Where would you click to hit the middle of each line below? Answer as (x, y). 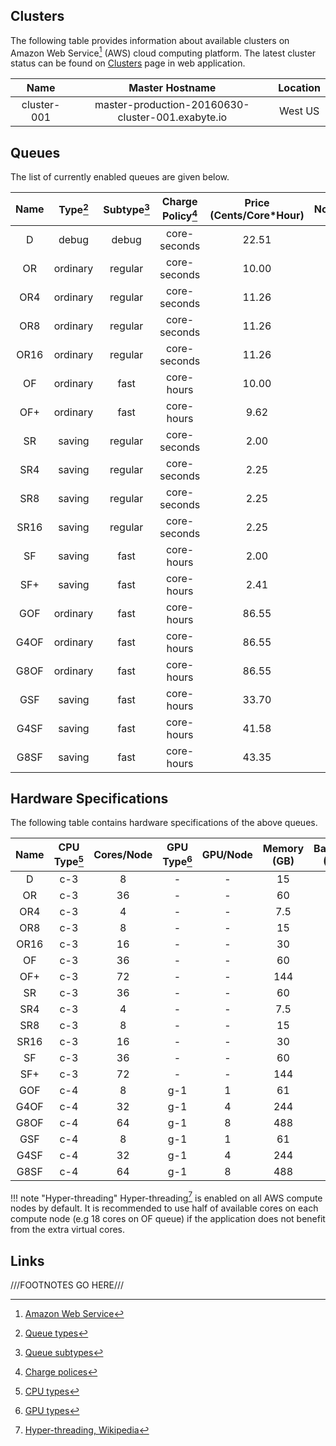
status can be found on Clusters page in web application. (128, 63)
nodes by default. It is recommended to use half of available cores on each (164, 1208)
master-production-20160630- (172, 105)
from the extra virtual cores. (67, 1230)
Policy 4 (180, 215)
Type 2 (73, 209)
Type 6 (177, 861)
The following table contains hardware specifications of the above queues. (164, 823)
